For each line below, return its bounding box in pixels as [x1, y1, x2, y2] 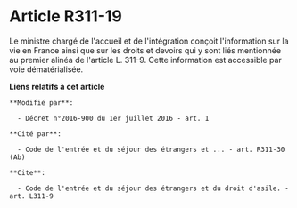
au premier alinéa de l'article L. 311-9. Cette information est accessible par [9, 54, 283, 65]
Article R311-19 [9, 6, 123, 27]
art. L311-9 [9, 191, 54, 201]
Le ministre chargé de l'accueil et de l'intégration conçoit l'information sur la [9, 36, 289, 46]
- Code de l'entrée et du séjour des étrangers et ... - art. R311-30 [17, 145, 285, 154]
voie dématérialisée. [9, 64, 84, 75]
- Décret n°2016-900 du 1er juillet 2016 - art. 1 [17, 114, 210, 123]
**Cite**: [9, 168, 46, 177]
